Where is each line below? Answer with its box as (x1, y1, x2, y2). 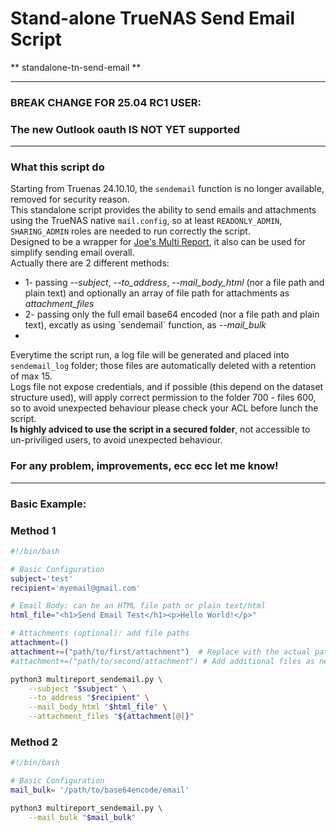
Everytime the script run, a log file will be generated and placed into (10, 349, 290, 361)
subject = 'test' (10, 573, 74, 584)
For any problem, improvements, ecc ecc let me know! (10, 459, 279, 473)
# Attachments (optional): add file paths (10, 628, 190, 639)
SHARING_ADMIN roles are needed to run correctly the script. (10, 225, 251, 237)
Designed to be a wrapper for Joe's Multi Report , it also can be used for (10, 236, 307, 248)
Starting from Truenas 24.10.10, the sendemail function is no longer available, (10, 183, 325, 195)
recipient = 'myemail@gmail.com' (10, 583, 141, 593)
